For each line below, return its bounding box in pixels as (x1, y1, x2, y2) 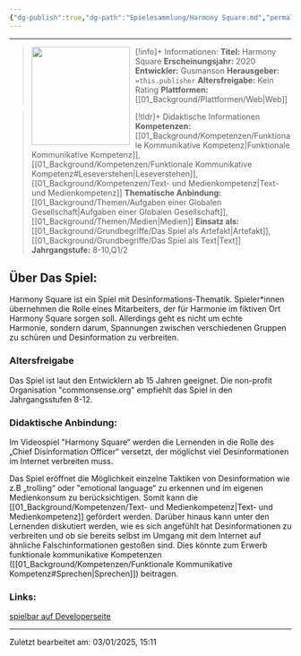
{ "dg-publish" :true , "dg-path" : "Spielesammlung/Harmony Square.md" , (9, 13, 267, 22)
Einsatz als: (195, 216, 240, 227)
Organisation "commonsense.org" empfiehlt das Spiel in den (9, 384, 233, 395)
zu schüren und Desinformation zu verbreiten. (9, 332, 179, 343)
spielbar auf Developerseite (9, 611, 112, 622)
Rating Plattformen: (134, 84, 209, 95)
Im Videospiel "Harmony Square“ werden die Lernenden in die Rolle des (9, 436, 275, 448)
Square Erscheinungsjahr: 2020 (134, 56, 256, 66)
